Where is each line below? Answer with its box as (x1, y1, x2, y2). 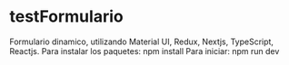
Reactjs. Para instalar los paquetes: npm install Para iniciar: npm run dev (9, 45, 280, 56)
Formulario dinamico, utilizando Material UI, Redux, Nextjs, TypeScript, (9, 36, 274, 47)
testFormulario (9, 6, 125, 27)
